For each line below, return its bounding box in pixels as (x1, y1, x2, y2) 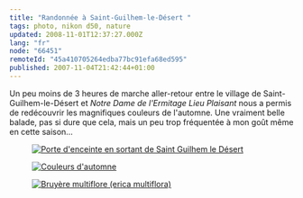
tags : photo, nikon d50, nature (9, 22, 131, 31)
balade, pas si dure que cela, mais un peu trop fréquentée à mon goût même (9, 116, 294, 127)
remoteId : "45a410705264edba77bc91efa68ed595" (9, 55, 188, 64)
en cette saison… (9, 126, 74, 137)
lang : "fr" (9, 38, 50, 48)
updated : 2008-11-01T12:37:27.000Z (9, 30, 143, 39)
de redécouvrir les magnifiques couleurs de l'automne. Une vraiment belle (9, 107, 286, 118)
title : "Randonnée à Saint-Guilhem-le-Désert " (9, 13, 192, 22)
